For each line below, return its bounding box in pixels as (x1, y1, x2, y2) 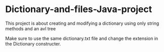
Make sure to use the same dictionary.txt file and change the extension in (5, 35, 158, 41)
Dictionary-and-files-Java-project (5, 4, 152, 15)
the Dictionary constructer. (5, 40, 61, 46)
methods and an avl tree (5, 25, 56, 31)
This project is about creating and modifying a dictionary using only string (5, 20, 159, 26)
